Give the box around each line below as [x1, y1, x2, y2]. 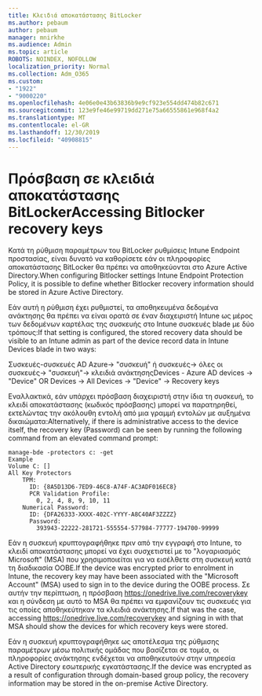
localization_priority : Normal [8, 63, 111, 71]
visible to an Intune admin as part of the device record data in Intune [8, 336, 229, 346]
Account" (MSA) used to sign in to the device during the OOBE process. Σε [8, 580, 251, 590]
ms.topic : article [8, 48, 68, 56]
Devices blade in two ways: [8, 344, 96, 354]
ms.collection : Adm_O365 [8, 70, 89, 78]
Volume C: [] [8, 462, 51, 470]
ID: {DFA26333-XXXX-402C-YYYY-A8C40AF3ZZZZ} [28, 510, 177, 519]
